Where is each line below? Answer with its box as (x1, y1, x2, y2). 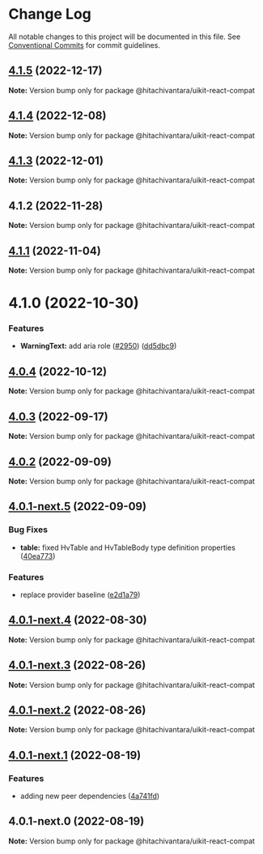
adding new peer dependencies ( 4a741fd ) (19, 792, 160, 801)
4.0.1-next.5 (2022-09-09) (8, 500, 147, 513)
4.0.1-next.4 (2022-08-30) (8, 613, 147, 627)
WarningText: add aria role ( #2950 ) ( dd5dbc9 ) (19, 341, 177, 351)
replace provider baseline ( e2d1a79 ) (19, 590, 141, 599)
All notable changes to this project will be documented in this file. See (8, 32, 241, 41)
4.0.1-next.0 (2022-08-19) (8, 814, 145, 828)
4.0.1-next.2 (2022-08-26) (8, 703, 146, 717)
